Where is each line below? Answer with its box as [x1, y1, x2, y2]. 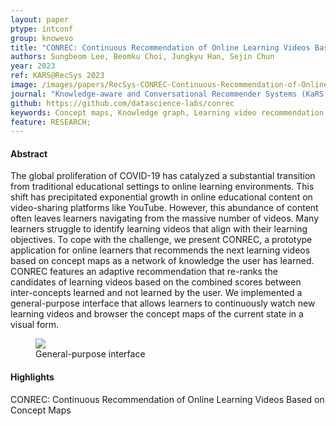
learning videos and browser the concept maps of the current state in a [10, 308, 304, 320]
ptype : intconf [10, 24, 74, 34]
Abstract [10, 147, 48, 160]
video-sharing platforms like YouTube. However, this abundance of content [10, 202, 319, 214]
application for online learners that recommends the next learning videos [10, 244, 311, 256]
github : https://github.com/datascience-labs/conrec [10, 98, 235, 108]
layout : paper [10, 14, 70, 25]
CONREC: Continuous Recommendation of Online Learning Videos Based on [10, 393, 325, 405]
